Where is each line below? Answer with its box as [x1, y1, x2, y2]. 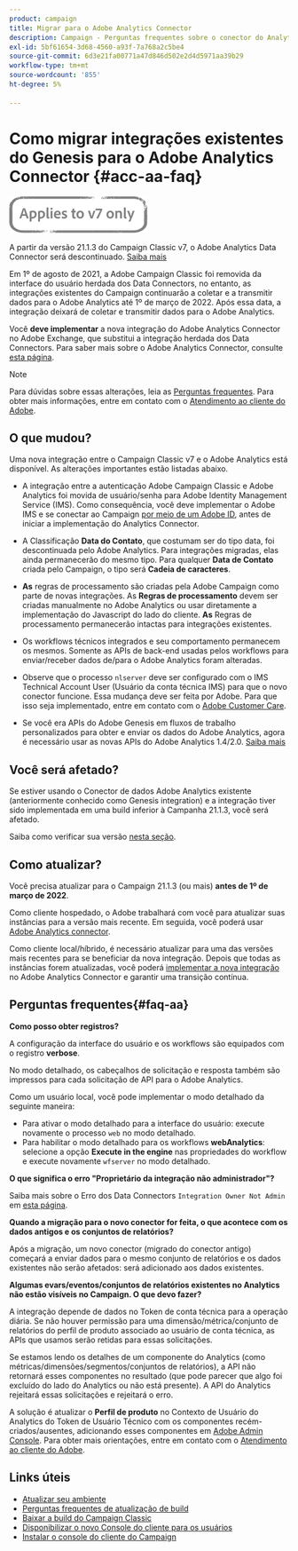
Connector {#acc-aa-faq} [9, 166, 202, 186]
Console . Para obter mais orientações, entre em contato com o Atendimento [9, 1435, 287, 1445]
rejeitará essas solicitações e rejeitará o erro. [9, 1389, 174, 1400]
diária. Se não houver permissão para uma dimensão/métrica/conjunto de [9, 1315, 279, 1326]
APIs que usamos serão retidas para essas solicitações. [9, 1334, 213, 1345]
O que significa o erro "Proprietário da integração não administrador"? [9, 1173, 275, 1183]
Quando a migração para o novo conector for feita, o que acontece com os [9, 1216, 288, 1227]
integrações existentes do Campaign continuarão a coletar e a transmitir [9, 287, 273, 297]
